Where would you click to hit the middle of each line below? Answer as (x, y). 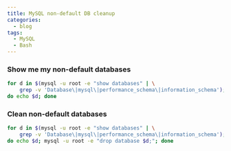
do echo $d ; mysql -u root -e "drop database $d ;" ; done (90, 141)
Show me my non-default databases (69, 69)
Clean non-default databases (57, 114)
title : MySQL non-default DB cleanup (61, 13)
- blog (23, 26)
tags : (15, 33)
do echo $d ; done (32, 97)
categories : (24, 20)
